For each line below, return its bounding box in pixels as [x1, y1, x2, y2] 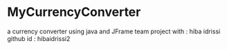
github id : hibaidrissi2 [7, 34, 71, 42]
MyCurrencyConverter [7, 4, 141, 20]
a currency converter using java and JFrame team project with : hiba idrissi [7, 27, 221, 35]
